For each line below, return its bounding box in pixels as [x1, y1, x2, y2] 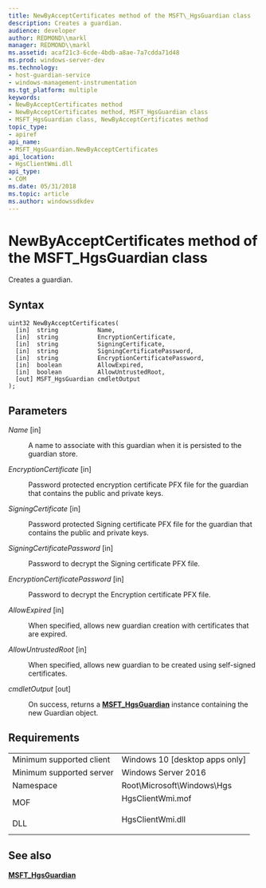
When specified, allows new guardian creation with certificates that [28, 620, 249, 631]
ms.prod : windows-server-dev [8, 57, 105, 65]
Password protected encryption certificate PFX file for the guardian [28, 480, 249, 490]
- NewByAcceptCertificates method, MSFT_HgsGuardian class [8, 109, 209, 117]
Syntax [8, 298, 45, 311]
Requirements [8, 731, 80, 745]
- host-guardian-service [8, 71, 91, 79]
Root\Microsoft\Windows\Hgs [121, 779, 233, 791]
